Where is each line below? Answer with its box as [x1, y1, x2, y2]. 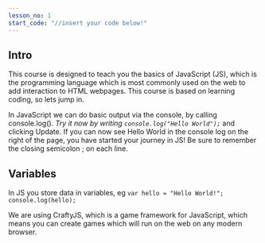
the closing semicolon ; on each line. [8, 144, 129, 153]
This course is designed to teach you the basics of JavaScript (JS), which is [8, 69, 257, 79]
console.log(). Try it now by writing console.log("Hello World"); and [8, 118, 236, 128]
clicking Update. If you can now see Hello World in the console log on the [8, 127, 249, 137]
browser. [8, 227, 37, 237]
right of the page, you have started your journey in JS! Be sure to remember [8, 136, 257, 145]
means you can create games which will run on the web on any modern [8, 219, 243, 229]
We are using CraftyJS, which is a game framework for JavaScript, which [8, 210, 248, 220]
